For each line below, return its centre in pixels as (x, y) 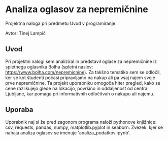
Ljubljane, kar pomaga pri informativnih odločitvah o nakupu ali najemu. (80, 94)
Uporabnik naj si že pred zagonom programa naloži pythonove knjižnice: (81, 122)
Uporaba (19, 110)
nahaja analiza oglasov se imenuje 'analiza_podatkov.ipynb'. (68, 132)
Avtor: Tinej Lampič (26, 33)
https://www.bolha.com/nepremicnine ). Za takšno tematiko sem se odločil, (83, 72)
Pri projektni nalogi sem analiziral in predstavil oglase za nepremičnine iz (81, 61)
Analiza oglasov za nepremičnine (77, 9)
